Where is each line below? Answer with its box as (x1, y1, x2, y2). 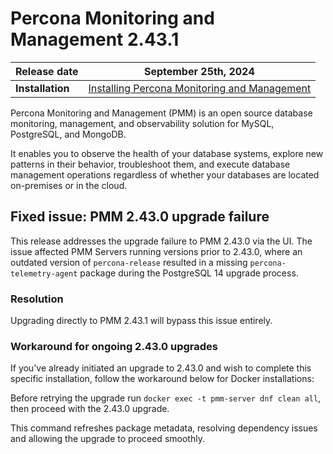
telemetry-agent (10, 268, 78, 279)
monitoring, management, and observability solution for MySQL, (10, 117, 275, 129)
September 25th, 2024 (143, 64, 255, 78)
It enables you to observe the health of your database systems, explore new (10, 147, 324, 159)
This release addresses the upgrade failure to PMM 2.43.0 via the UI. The (10, 235, 313, 247)
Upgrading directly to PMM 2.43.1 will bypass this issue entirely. (10, 315, 273, 327)
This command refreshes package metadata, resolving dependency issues (10, 422, 318, 434)
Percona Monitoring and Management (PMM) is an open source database (10, 107, 313, 119)
